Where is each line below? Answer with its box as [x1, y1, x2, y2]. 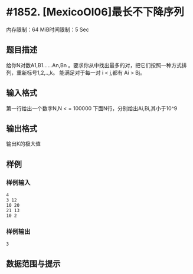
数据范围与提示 [6, 259, 61, 269]
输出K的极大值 [6, 140, 41, 147]
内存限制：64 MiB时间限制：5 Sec [6, 26, 90, 33]
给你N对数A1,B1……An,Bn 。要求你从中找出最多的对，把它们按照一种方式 [6, 61, 182, 68]
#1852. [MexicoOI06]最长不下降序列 [6, 5, 184, 19]
